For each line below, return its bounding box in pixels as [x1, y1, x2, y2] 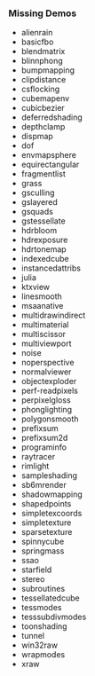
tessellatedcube [20, 593, 81, 603]
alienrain [20, 28, 53, 38]
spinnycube [20, 536, 65, 547]
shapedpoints [20, 499, 72, 509]
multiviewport [20, 338, 72, 349]
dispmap [20, 131, 54, 142]
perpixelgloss [20, 395, 72, 405]
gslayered [20, 197, 59, 208]
